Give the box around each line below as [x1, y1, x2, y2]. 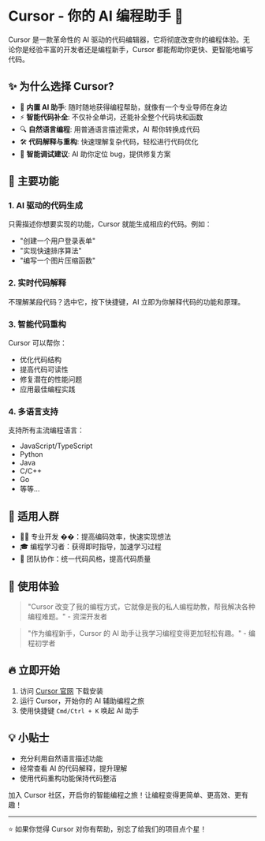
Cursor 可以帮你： [8, 338, 67, 348]
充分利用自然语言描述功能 [19, 753, 103, 763]
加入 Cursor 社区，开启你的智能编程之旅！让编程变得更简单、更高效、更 [8, 790, 242, 799]
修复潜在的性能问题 [19, 375, 83, 384]
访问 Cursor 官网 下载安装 [19, 686, 104, 695]
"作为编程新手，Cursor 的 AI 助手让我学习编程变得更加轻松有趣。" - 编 [27, 628, 256, 637]
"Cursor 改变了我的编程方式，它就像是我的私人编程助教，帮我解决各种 [27, 601, 256, 611]
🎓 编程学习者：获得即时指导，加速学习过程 [19, 542, 162, 551]
